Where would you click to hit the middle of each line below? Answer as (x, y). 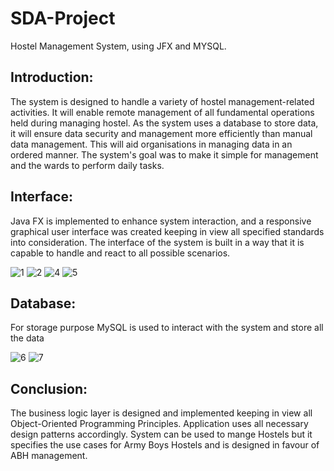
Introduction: (52, 77)
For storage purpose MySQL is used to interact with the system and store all (167, 328)
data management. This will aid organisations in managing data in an (151, 144)
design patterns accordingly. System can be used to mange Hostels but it (161, 434)
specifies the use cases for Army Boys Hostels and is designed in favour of (165, 445)
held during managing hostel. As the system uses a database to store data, (164, 123)
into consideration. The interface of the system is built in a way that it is (157, 242)
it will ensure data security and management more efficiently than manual (161, 133)
